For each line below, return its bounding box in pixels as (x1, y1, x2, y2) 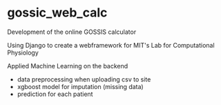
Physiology (7, 48, 39, 57)
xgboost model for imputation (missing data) (17, 82, 144, 90)
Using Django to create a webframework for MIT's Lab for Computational (7, 41, 215, 49)
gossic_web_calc (7, 5, 108, 21)
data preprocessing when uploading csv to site (17, 75, 151, 84)
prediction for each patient (17, 90, 93, 98)
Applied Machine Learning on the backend (7, 61, 128, 70)
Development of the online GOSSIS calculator (7, 28, 137, 36)
